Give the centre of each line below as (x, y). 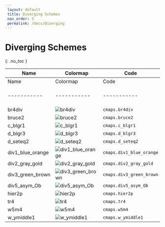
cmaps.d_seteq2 (121, 142)
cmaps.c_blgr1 (119, 126)
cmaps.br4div (118, 110)
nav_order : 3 (21, 19)
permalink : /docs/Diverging (36, 23)
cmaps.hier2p (118, 194)
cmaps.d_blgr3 (119, 134)
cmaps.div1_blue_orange (131, 153)
